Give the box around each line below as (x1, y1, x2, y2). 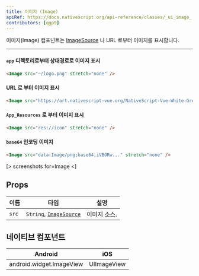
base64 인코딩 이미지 (6, 138, 53, 145)
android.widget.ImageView (9, 260, 84, 268)
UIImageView (88, 260, 126, 268)
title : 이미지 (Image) (6, 8, 59, 15)
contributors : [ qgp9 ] (6, 20, 60, 26)
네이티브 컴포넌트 (6, 232, 66, 242)
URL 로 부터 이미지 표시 (6, 84, 60, 91)
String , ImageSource (25, 210, 81, 218)
